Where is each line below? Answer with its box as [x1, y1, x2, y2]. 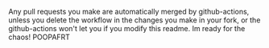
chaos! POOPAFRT [8, 32, 71, 42]
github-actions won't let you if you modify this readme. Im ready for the [8, 24, 246, 33]
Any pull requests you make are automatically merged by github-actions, [8, 7, 250, 16]
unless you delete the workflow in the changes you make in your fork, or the [8, 15, 261, 25]
